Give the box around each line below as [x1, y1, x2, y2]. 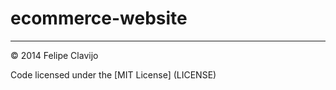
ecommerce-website [10, 7, 188, 30]
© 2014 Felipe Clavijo [10, 49, 99, 61]
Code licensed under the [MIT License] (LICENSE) [10, 68, 217, 81]
